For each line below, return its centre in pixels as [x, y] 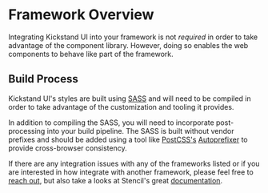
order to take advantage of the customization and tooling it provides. [121, 107]
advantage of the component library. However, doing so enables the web [128, 45]
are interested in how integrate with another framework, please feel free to [131, 172]
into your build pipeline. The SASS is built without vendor [140, 131]
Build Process [43, 79]
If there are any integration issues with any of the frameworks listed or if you [134, 163]
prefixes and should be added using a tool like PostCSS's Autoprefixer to [128, 139]
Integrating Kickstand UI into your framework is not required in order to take [133, 37]
